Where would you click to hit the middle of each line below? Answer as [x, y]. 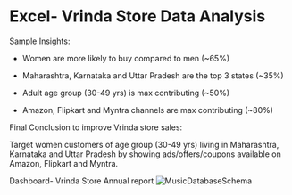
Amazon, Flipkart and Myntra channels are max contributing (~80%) [148, 110]
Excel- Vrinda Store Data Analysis [138, 16]
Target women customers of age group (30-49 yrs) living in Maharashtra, [144, 144]
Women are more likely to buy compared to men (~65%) [126, 58]
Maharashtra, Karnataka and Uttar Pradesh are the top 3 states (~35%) [153, 75]
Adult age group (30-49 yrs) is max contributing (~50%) [126, 93]
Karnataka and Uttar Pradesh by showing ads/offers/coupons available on [145, 154]
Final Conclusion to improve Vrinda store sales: [96, 127]
